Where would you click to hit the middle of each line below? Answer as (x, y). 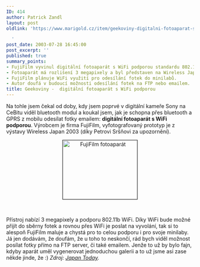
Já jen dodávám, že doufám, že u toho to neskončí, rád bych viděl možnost (98, 239)
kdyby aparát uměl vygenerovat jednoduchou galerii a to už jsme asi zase (96, 251)
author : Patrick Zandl (34, 17)
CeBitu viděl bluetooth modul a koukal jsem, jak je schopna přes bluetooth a (99, 112)
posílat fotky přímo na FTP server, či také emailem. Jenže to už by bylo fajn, (99, 245)
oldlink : (17, 28)
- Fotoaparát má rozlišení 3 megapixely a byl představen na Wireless (96, 72)
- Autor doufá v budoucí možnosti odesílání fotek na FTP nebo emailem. (98, 84)
